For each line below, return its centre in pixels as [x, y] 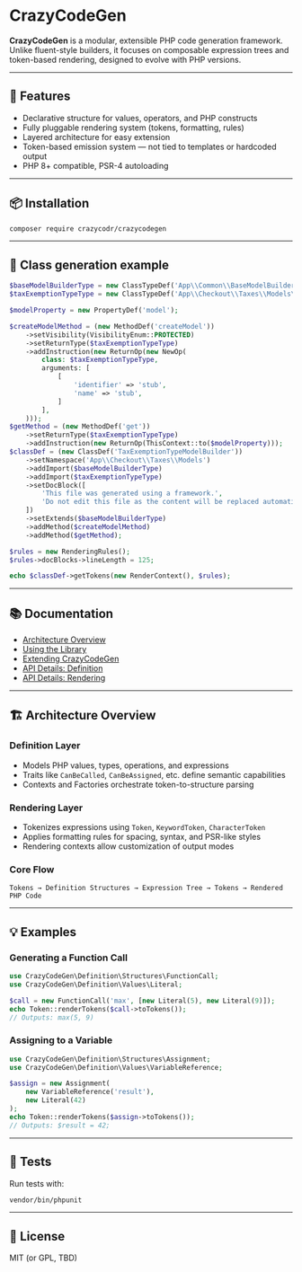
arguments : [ [66, 368]
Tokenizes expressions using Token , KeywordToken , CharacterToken [144, 827]
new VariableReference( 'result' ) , [90, 1092]
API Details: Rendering [64, 678]
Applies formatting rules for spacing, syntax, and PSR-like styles [142, 837]
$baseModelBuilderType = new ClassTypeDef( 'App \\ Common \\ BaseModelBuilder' [154, 286]
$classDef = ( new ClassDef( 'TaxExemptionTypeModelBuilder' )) [126, 452]
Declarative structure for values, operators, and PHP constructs [140, 118]
